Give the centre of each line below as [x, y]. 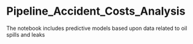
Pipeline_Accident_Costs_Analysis [96, 11]
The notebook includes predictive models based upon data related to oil [97, 28]
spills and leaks [26, 34]
